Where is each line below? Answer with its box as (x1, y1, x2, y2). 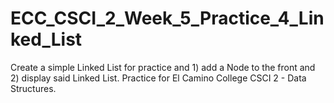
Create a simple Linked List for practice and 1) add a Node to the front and (10, 61, 316, 73)
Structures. (10, 82, 57, 94)
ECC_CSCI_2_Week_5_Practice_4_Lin (10, 7, 325, 30)
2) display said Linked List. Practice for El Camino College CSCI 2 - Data (10, 72, 307, 84)
